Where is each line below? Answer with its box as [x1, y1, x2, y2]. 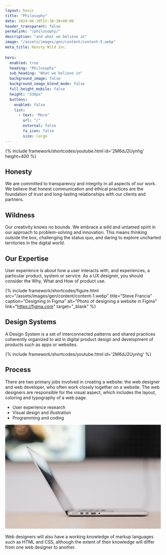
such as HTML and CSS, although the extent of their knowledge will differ [5, 539, 155, 545]
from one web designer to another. [5, 544, 76, 551]
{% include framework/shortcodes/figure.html [5, 288, 99, 294]
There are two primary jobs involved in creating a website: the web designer [5, 379, 160, 385]
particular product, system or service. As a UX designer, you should [5, 273, 143, 279]
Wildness [5, 211, 35, 219]
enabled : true [9, 60, 39, 66]
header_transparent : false [5, 24, 61, 29]
